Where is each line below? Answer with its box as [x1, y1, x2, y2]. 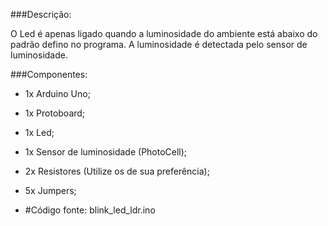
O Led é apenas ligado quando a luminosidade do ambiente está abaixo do [10, 28, 318, 39]
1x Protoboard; [24, 107, 86, 119]
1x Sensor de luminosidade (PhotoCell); [24, 146, 188, 158]
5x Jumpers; [24, 185, 77, 196]
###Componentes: [10, 69, 88, 80]
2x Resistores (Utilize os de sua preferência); [24, 165, 210, 177]
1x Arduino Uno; [24, 88, 91, 99]
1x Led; [24, 127, 55, 138]
